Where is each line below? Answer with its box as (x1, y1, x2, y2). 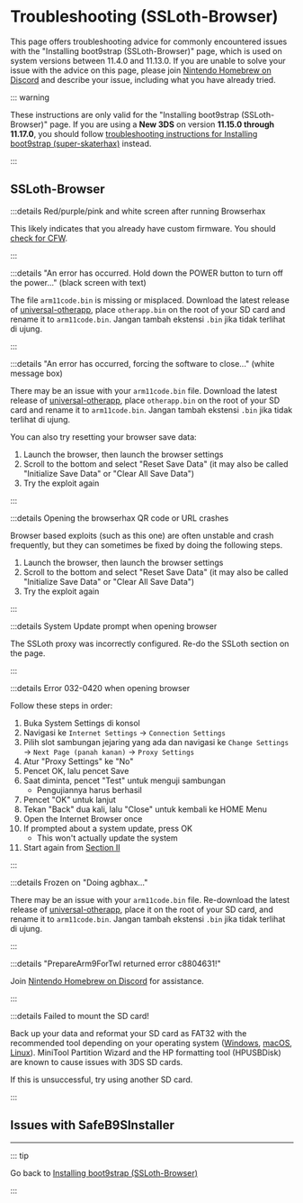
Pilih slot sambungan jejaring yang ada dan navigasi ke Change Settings (22, 736, 290, 747)
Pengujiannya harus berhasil (36, 784, 142, 795)
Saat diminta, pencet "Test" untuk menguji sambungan (22, 775, 226, 786)
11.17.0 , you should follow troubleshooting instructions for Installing (10, 128, 258, 139)
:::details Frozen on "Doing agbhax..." (10, 877, 148, 888)
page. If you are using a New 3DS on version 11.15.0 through (49, 119, 275, 130)
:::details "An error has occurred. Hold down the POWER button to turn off (10, 268, 284, 278)
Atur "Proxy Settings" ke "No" (22, 755, 134, 767)
